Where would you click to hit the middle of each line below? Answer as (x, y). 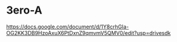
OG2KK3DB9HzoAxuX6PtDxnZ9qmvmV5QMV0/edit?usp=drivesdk (88, 33)
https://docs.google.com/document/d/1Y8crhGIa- (67, 27)
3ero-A (24, 10)
